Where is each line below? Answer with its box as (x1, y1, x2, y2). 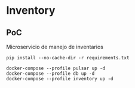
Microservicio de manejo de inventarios (6, 43, 103, 50)
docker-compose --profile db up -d (6, 71, 95, 77)
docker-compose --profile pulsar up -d (6, 65, 106, 71)
